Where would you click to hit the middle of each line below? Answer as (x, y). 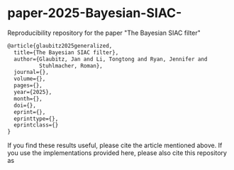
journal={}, (32, 73)
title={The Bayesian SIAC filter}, (66, 52)
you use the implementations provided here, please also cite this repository (117, 153)
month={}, (28, 99)
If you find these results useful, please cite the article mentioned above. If (115, 145)
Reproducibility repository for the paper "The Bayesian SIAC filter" (104, 33)
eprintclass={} (36, 125)
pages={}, (28, 86)
